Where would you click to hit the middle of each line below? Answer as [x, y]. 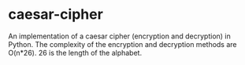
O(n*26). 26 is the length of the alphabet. [75, 52]
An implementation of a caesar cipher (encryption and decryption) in [119, 36]
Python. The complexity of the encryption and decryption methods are [123, 44]
